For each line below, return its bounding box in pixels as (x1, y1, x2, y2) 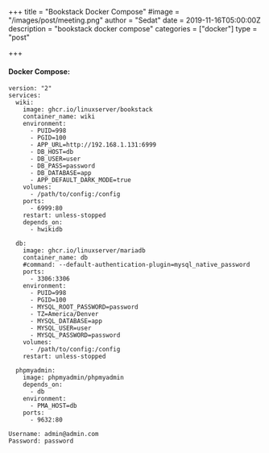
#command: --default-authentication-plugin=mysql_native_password (23, 261, 250, 269)
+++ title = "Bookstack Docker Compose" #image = (8, 7, 180, 16)
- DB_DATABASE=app (29, 169, 92, 177)
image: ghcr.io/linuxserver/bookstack (23, 106, 153, 114)
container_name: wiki (23, 113, 95, 121)
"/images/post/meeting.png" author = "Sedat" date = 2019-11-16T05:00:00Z (8, 15, 261, 25)
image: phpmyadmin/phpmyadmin (23, 374, 125, 382)
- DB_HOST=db (29, 148, 74, 156)
